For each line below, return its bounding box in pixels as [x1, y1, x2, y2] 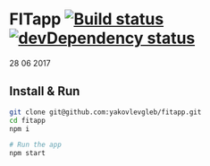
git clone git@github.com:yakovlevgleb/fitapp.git [9, 108, 202, 117]
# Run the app [9, 140, 63, 150]
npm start [9, 149, 46, 158]
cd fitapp [9, 116, 46, 125]
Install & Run [9, 83, 80, 99]
